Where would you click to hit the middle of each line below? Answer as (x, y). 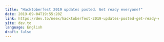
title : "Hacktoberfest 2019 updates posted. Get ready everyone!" (74, 9)
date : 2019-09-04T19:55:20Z (34, 14)
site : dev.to (18, 23)
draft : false (18, 32)
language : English (24, 28)
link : (10, 18)
